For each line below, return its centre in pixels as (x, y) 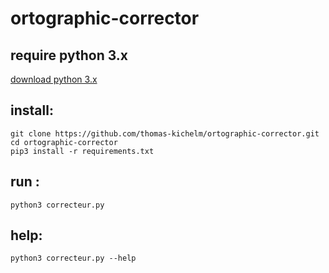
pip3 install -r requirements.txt (82, 151)
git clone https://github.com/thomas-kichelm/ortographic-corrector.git (165, 133)
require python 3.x (69, 55)
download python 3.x (54, 79)
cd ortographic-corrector (64, 142)
